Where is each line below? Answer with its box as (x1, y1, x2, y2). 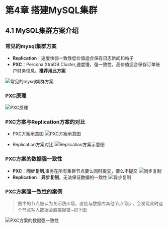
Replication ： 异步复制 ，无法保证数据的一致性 (12, 174, 108, 180)
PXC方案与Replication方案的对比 (5, 119, 86, 126)
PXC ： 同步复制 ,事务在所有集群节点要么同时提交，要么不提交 (12, 167, 138, 174)
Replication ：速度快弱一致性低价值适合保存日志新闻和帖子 (12, 55, 134, 61)
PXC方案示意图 (12, 131, 44, 137)
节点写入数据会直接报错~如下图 (22, 207, 87, 213)
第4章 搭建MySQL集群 (5, 5, 98, 16)
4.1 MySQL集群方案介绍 (5, 26, 79, 35)
